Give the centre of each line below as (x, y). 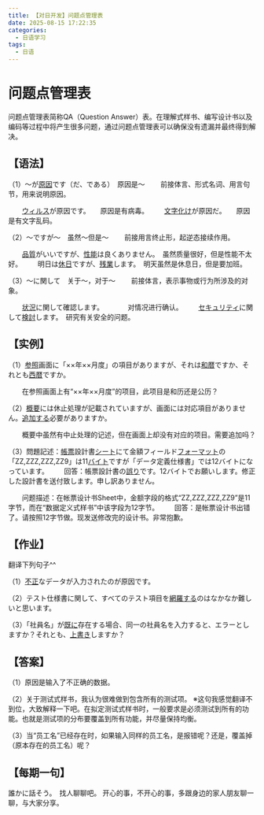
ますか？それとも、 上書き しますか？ (67, 635)
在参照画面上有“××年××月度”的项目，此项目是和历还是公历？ (120, 391)
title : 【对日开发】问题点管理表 (56, 15)
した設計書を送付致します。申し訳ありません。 (84, 480)
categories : (27, 30)
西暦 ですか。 (49, 374)
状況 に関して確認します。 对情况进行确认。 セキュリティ (131, 307)
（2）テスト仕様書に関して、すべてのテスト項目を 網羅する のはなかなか (123, 598)
